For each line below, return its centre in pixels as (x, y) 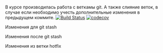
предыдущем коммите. (30, 17)
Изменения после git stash (34, 37)
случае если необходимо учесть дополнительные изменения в (73, 12)
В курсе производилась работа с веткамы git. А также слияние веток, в (81, 7)
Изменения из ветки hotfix (33, 46)
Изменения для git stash (31, 27)
